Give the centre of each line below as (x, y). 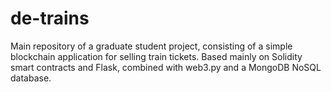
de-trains (50, 18)
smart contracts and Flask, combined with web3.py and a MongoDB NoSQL (166, 67)
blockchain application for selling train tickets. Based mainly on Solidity (156, 56)
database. (31, 78)
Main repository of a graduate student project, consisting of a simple (151, 46)
